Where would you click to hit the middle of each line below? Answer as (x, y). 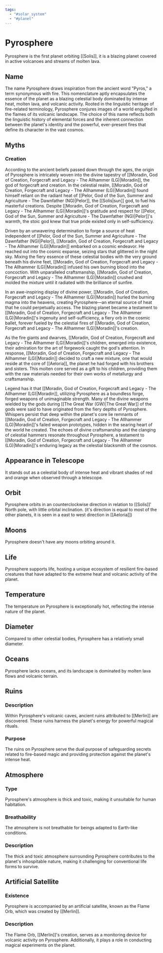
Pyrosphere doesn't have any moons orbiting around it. (60, 542)
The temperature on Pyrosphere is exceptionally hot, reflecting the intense (80, 606)
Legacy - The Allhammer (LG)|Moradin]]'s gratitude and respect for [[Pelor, (80, 211)
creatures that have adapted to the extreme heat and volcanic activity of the (81, 574)
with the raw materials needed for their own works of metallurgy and (74, 374)
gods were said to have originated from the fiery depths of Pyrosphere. (76, 409)
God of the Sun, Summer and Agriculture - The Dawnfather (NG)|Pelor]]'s (79, 216)
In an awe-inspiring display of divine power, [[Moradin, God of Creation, (77, 292)
